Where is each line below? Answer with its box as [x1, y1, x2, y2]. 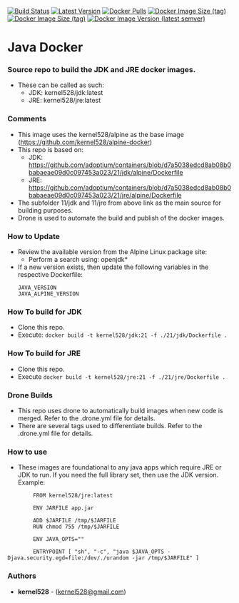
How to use [7, 447, 48, 457]
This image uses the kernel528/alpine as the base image [17, 130, 184, 138]
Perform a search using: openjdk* [28, 255, 128, 264]
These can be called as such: [17, 81, 105, 89]
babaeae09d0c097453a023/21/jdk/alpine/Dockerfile [28, 168, 183, 176]
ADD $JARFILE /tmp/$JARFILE [33, 517, 116, 525]
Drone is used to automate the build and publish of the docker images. [17, 213, 225, 222]
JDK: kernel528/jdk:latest [28, 88, 103, 97]
